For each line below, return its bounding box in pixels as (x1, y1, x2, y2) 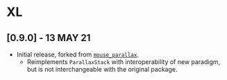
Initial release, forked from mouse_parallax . (16, 50, 140, 58)
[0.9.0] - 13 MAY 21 (6, 32, 91, 44)
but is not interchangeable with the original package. (26, 65, 178, 73)
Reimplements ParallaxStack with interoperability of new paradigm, (26, 58, 221, 66)
